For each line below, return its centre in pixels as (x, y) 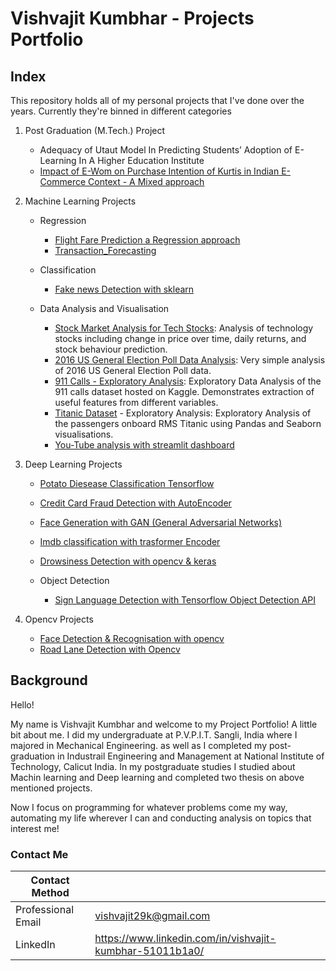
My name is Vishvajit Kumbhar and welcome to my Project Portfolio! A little (164, 724)
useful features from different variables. (136, 402)
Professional (45, 910)
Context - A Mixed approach (146, 181)
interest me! (35, 828)
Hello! (22, 704)
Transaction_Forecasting (105, 250)
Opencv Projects (59, 619)
